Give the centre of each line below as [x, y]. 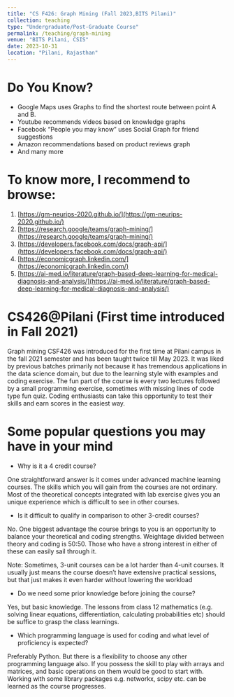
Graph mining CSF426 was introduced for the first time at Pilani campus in [114, 351]
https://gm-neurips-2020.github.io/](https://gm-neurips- [101, 214]
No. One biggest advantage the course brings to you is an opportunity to [112, 529]
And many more [41, 151]
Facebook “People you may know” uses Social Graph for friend [108, 129]
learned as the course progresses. [57, 686]
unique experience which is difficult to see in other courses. [93, 502]
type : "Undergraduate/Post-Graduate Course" [73, 27]
